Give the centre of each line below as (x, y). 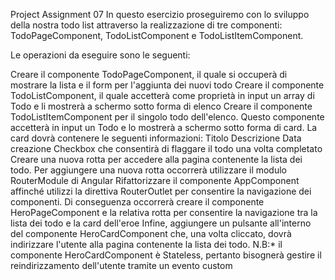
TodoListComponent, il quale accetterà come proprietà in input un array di (162, 95)
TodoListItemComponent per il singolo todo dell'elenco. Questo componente (167, 117)
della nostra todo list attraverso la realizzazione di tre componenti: (146, 25)
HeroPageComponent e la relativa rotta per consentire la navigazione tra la (164, 212)
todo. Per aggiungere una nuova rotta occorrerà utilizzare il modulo (148, 170)
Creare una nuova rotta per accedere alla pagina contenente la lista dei (156, 159)
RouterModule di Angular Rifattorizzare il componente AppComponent (155, 180)
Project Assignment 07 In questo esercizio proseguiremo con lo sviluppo (160, 14)
